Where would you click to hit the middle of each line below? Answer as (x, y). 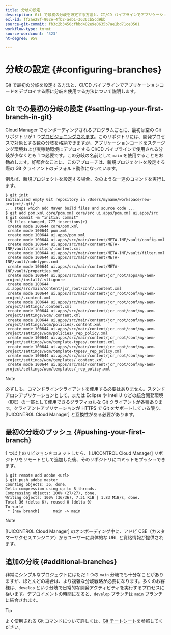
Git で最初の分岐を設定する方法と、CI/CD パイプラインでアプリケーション (82, 85)
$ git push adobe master (32, 480)
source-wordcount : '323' (32, 34)
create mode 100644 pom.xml (37, 231)
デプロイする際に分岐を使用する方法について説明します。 (79, 91)
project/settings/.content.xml (38, 306)
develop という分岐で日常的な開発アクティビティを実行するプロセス (89, 588)
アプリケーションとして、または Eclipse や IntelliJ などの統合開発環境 (91, 395)
